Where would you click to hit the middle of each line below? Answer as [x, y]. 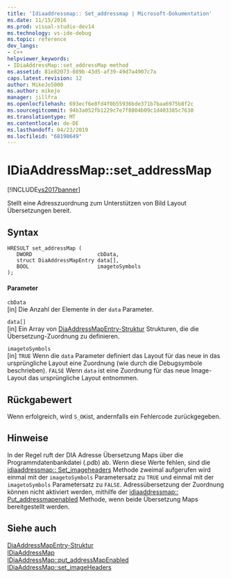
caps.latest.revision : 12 [44, 78]
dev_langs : [23, 46]
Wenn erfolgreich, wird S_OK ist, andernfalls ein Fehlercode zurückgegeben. [114, 416]
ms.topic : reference [37, 40]
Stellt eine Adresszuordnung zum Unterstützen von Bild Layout [97, 203]
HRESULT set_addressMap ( [44, 248]
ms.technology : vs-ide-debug [49, 33]
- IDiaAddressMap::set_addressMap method [68, 65]
